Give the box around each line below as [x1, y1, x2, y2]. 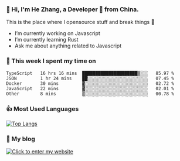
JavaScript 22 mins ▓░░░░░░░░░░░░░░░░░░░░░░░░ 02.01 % [6, 85, 175, 91]
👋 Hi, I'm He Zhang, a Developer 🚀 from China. [6, 5, 139, 13]
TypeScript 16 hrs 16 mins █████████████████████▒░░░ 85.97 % [6, 70, 175, 76]
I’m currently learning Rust [14, 36, 79, 43]
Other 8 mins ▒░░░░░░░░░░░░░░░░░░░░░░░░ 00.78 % [6, 91, 175, 97]
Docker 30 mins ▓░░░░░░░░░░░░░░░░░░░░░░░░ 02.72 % [6, 80, 175, 87]
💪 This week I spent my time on [6, 57, 97, 65]
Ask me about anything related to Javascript [14, 42, 122, 49]
